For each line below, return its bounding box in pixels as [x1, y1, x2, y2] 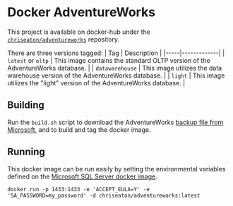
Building [7, 99, 44, 111]
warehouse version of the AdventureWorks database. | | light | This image [7, 71, 225, 80]
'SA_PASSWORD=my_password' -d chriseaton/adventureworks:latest [7, 192, 201, 199]
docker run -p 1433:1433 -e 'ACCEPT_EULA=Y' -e [7, 186, 150, 193]
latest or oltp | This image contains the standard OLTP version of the [7, 56, 210, 64]
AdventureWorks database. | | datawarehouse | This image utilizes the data [7, 63, 222, 72]
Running [7, 146, 46, 158]
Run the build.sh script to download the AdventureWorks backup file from [7, 118, 224, 126]
